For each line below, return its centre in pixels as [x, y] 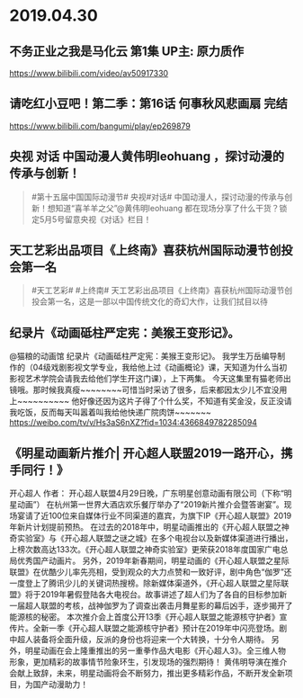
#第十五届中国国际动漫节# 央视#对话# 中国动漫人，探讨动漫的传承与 [158, 197]
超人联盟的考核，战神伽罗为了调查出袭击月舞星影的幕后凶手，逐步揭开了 [159, 606]
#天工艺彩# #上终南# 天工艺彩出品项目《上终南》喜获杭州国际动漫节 [158, 291]
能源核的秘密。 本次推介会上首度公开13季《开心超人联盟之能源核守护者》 [145, 617]
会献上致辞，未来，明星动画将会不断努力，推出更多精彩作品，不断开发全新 [147, 673]
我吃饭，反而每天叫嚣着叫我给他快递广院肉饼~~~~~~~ [110, 412]
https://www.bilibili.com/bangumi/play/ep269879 [100, 126]
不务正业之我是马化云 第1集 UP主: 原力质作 [127, 51]
